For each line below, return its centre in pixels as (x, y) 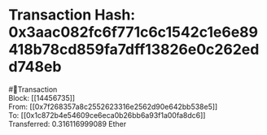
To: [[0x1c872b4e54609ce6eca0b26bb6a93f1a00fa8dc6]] (107, 115)
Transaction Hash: (72, 15)
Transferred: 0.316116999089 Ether (68, 124)
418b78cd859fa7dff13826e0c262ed (134, 50)
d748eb (35, 67)
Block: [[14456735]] (42, 98)
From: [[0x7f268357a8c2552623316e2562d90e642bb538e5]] (113, 107)
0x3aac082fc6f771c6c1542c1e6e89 (133, 32)
